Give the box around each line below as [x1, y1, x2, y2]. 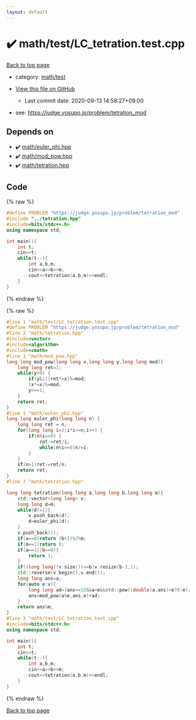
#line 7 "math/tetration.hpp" [6, 479, 84, 485]
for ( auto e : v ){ [17, 581, 57, 587]
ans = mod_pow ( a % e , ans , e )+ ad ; [28, 592, 100, 599]
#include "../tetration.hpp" [6, 216, 81, 222]
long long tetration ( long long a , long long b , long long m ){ [6, 490, 164, 496]
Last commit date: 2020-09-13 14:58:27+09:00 [24, 96, 144, 104]
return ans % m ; [17, 604, 53, 610]
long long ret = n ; [17, 421, 68, 428]
